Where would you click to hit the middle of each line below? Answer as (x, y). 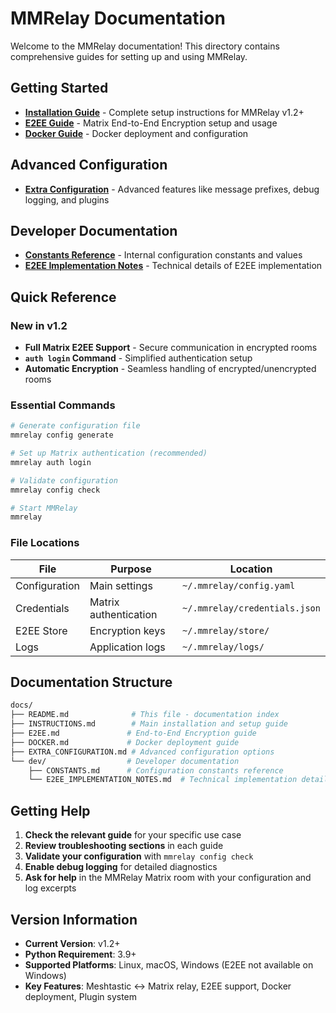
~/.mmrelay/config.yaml (239, 585)
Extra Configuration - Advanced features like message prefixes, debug (172, 189)
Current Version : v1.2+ (72, 943)
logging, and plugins (67, 199)
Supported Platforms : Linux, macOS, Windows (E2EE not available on (169, 964)
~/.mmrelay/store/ (226, 630)
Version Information (74, 919)
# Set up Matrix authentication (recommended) (109, 453)
